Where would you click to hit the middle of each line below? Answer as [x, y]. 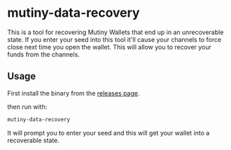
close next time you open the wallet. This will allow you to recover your [110, 47]
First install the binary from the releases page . [73, 93]
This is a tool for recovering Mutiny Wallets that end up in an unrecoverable [115, 32]
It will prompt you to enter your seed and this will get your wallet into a [108, 133]
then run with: [27, 107]
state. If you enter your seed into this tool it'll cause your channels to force [114, 39]
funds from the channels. [44, 54]
